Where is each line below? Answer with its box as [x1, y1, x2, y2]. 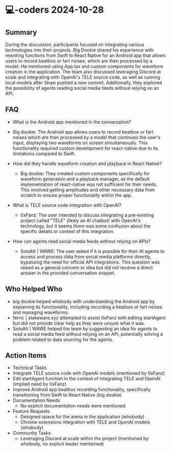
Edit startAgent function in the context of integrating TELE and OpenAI [12, 376, 161, 382]
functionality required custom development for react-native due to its [12, 145, 158, 151]
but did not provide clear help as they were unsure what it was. [12, 320, 145, 326]
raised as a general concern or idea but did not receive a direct [20, 264, 153, 270]
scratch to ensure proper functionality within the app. [20, 192, 133, 198]
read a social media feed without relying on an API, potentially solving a [12, 331, 163, 337]
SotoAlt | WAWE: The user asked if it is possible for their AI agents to [20, 248, 165, 254]
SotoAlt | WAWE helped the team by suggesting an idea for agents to [12, 326, 158, 332]
